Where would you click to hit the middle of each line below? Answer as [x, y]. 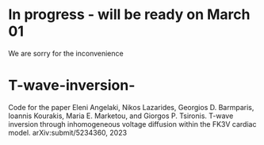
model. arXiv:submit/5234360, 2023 [68, 132]
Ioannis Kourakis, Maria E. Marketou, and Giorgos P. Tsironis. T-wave [121, 116]
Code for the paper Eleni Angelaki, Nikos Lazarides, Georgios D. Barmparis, [131, 107]
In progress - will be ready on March [129, 15]
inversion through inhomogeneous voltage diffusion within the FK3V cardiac [132, 124]
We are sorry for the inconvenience [66, 53]
